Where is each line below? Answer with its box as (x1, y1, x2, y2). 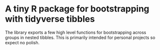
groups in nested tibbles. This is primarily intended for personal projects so (5, 35, 156, 40)
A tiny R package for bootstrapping (5, 3, 150, 14)
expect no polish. (5, 39, 40, 45)
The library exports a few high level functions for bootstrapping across (5, 29, 146, 35)
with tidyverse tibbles (5, 13, 95, 25)
